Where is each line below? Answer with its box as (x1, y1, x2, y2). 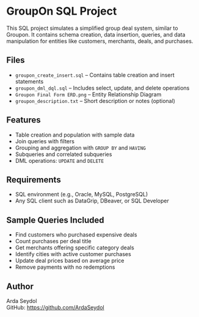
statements (15, 77, 44, 85)
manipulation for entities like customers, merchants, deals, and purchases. (6, 37, 194, 45)
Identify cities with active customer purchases (15, 251, 131, 258)
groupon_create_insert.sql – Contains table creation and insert (15, 71, 175, 79)
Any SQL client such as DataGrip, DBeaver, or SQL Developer (15, 197, 169, 205)
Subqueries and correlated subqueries (15, 151, 112, 158)
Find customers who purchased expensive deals (15, 231, 137, 238)
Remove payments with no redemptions (15, 263, 115, 271)
